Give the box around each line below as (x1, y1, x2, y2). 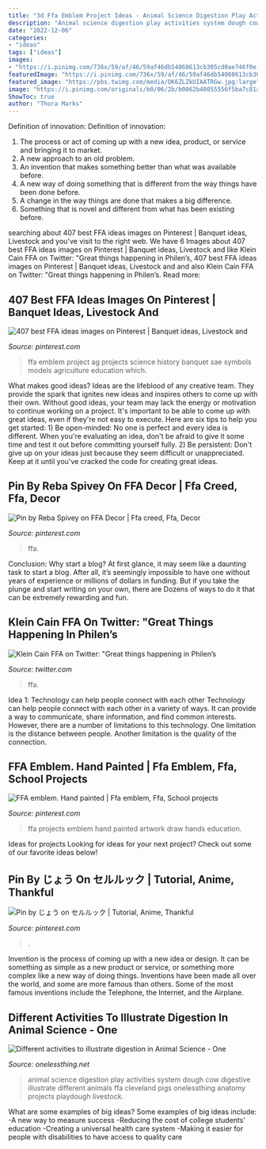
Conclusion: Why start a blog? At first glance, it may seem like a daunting (8, 559, 247, 569)
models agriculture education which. (27, 365, 148, 375)
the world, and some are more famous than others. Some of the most (8, 980, 234, 989)
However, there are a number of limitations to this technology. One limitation (8, 720, 256, 729)
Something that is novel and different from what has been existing (19, 204, 235, 214)
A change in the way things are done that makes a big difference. (19, 196, 233, 206)
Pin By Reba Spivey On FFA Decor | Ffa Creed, (8, 480, 237, 493)
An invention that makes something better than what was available (19, 162, 237, 172)
